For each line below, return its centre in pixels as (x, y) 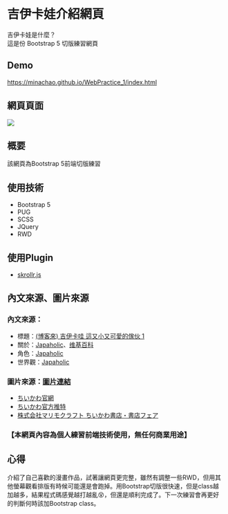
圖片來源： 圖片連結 (39, 381)
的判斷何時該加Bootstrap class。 (54, 503)
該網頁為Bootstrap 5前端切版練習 (54, 164)
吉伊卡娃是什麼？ (31, 35)
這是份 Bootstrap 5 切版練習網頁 (53, 43)
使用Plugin (30, 258)
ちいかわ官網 (35, 398)
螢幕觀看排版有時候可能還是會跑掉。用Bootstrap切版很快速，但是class (113, 486)
